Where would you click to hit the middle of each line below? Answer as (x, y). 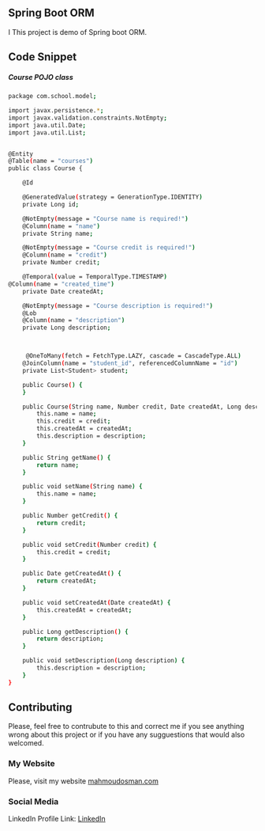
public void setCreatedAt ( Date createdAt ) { (97, 602)
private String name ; (58, 233)
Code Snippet (43, 57)
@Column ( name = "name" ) (62, 226)
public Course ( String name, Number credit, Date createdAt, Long (132, 407)
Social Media (34, 801)
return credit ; (62, 523)
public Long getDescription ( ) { (75, 632)
